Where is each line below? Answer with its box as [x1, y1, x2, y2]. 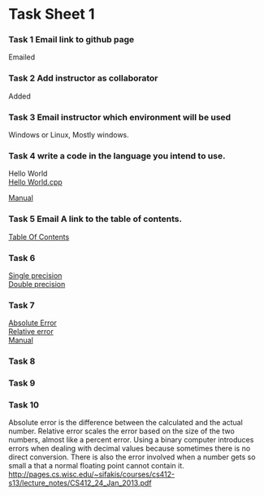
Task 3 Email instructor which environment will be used [8, 111, 232, 123]
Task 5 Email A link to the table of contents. [8, 213, 183, 224]
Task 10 [8, 399, 39, 411]
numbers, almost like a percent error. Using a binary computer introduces [8, 435, 254, 445]
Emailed [8, 52, 36, 62]
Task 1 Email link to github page [8, 34, 135, 46]
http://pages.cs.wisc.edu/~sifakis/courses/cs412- [8, 469, 175, 480]
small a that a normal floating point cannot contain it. [8, 461, 184, 471]
